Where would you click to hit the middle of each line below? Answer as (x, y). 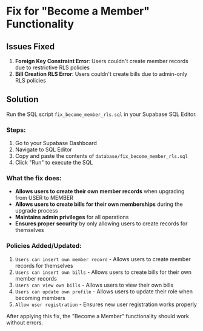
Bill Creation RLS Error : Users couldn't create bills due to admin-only (101, 74)
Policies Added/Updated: (44, 246)
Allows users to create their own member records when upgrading (100, 191)
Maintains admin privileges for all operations (72, 217)
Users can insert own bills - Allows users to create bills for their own (103, 272)
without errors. (25, 322)
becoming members (40, 298)
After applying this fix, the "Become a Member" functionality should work (98, 316)
